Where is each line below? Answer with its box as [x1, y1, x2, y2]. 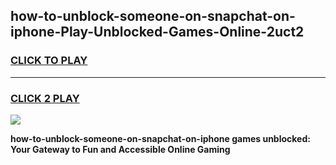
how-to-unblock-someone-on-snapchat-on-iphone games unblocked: [10, 132, 311, 144]
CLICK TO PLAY [10, 54, 88, 68]
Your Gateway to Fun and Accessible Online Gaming [10, 143, 231, 155]
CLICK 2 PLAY [10, 91, 80, 105]
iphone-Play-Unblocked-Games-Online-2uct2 [10, 24, 305, 41]
